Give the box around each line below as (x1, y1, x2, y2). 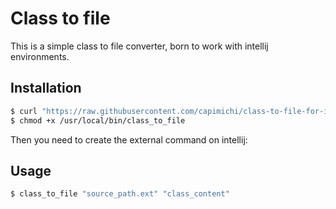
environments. (10, 50, 70, 62)
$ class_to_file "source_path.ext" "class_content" (10, 189, 230, 199)
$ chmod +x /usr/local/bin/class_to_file (10, 115, 186, 126)
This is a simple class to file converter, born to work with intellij (10, 40, 269, 52)
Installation (10, 80, 82, 97)
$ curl (10, 106, 38, 116)
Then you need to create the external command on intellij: (10, 133, 248, 146)
